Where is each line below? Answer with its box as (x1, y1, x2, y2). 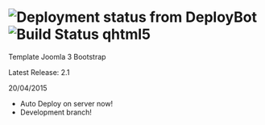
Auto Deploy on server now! (19, 98, 114, 108)
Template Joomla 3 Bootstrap (8, 52, 106, 61)
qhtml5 (101, 25, 151, 44)
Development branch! (19, 107, 93, 117)
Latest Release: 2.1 (8, 67, 70, 77)
